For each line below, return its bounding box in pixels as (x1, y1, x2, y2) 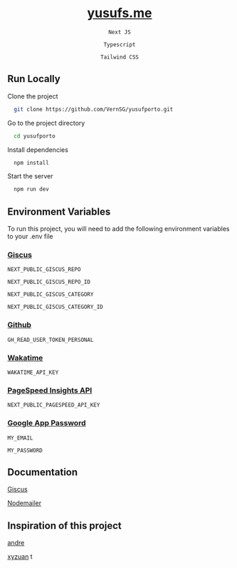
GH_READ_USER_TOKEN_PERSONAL (7, 336, 94, 343)
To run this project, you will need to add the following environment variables (7, 225, 230, 233)
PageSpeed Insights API (7, 385, 93, 395)
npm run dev (14, 186, 50, 193)
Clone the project (7, 91, 58, 101)
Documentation (7, 466, 78, 478)
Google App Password (7, 418, 86, 428)
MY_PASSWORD (7, 447, 43, 454)
